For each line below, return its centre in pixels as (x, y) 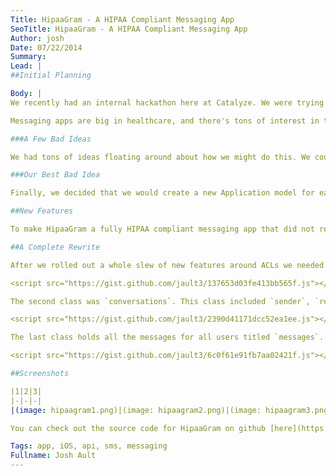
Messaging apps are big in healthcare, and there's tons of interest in (165, 121)
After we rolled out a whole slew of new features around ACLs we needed (167, 265)
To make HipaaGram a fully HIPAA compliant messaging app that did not (162, 229)
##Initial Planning (51, 76)
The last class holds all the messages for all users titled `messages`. (167, 337)
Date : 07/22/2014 (46, 47)
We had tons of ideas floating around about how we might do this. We (160, 157)
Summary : (28, 57)
